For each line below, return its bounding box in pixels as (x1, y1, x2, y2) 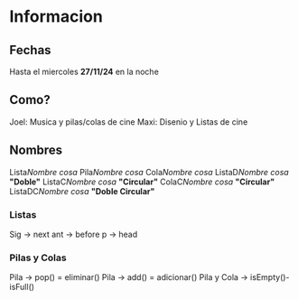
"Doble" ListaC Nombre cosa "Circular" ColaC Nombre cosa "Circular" (9, 176, 275, 187)
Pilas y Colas (9, 251, 67, 264)
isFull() (9, 282, 34, 293)
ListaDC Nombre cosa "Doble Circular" (9, 185, 155, 196)
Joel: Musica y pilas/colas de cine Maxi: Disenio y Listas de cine (9, 116, 248, 127)
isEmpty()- (249, 272, 291, 283)
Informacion (9, 6, 104, 27)
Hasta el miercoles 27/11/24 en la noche (9, 66, 160, 77)
